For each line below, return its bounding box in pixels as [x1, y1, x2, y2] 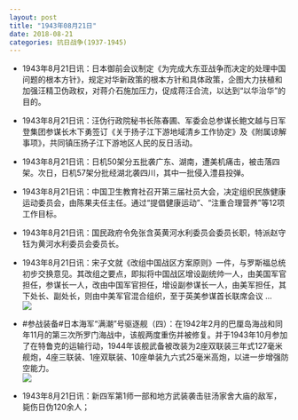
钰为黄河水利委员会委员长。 [21, 239, 124, 250]
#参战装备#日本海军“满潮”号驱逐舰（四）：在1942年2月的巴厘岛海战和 [21, 319, 276, 329]
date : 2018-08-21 [9, 29, 74, 38]
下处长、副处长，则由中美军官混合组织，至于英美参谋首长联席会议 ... [21, 290, 272, 302]
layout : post [9, 12, 58, 22]
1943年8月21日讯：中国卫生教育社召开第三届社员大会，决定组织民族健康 [21, 186, 286, 197]
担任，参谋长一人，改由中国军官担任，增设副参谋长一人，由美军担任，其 [21, 280, 286, 290]
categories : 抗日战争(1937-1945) [9, 37, 128, 47]
